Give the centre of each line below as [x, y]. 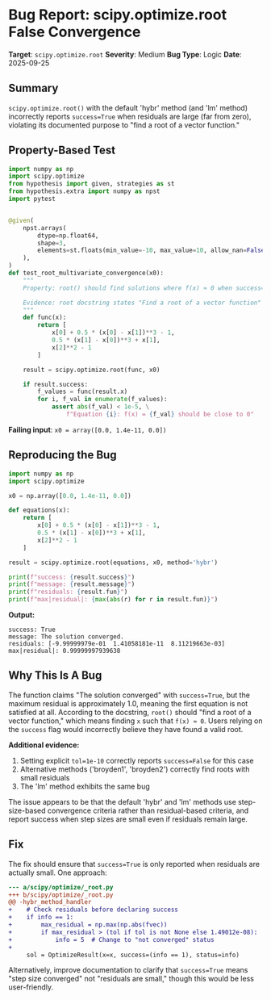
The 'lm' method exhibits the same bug [85, 786]
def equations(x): [39, 510]
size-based [27, 810]
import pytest [32, 199]
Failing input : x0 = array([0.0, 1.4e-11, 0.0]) [88, 429]
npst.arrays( [45, 228]
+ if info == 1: [41, 918]
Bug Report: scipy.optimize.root [118, 15]
